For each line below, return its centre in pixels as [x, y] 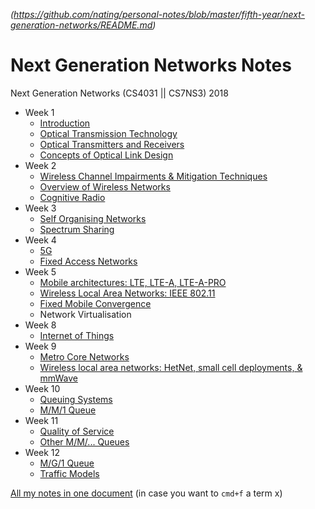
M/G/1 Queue [67, 463]
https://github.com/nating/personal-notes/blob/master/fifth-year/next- [159, 14]
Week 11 [41, 420]
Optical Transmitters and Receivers [112, 144]
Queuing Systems [76, 399]
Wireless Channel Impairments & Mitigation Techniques [153, 176]
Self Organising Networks [93, 218]
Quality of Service [77, 431]
